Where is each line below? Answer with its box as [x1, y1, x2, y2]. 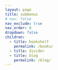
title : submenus [5, 12, 38, 17]
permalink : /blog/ [14, 58, 51, 63]
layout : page [5, 7, 32, 12]
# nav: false [5, 16, 32, 21]
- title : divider [9, 48, 45, 53]
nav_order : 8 [5, 26, 32, 31]
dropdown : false [5, 30, 38, 35]
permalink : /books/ [14, 44, 54, 49]
